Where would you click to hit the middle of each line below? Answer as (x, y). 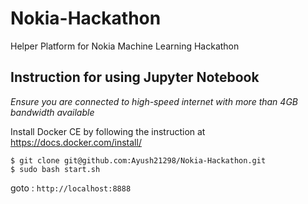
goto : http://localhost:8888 (71, 188)
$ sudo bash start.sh (55, 169)
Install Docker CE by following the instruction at (108, 131)
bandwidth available (52, 112)
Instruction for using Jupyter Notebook (135, 77)
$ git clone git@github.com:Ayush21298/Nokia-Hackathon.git (138, 160)
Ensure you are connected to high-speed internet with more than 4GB (154, 101)
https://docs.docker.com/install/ (76, 142)
